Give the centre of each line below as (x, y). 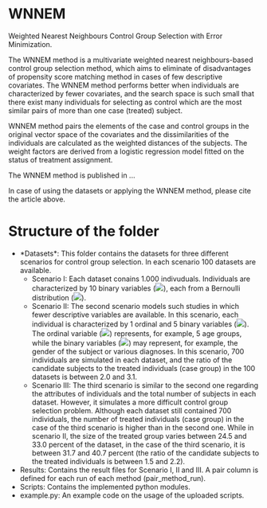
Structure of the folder (84, 231)
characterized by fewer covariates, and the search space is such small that (132, 93)
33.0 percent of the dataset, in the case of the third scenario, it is (138, 444)
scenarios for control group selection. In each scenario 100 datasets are (138, 262)
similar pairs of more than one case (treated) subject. (96, 110)
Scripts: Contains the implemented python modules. (105, 487)
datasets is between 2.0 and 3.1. (84, 377)
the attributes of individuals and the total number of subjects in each (144, 393)
